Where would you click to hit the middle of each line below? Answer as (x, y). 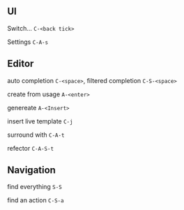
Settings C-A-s (28, 42)
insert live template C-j (40, 121)
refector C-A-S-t (31, 148)
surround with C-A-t (36, 135)
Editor (21, 64)
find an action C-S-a (36, 200)
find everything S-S (35, 187)
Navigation (31, 170)
